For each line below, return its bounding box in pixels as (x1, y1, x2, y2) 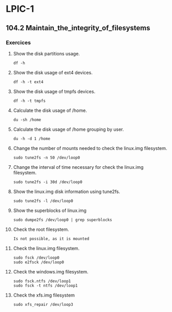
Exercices (6, 39, 31, 46)
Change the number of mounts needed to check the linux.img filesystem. (13, 145, 167, 151)
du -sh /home (13, 117, 41, 122)
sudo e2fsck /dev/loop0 (13, 260, 64, 265)
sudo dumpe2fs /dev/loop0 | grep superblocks (13, 217, 112, 222)
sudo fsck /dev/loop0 (13, 255, 59, 260)
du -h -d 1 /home (13, 136, 51, 141)
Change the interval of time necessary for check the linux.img (13, 164, 144, 170)
